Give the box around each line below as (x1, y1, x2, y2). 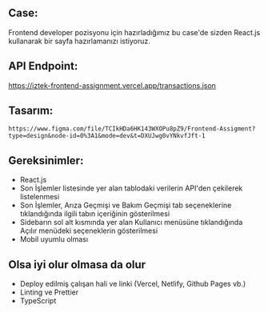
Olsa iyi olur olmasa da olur (8, 258, 146, 271)
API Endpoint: (8, 59, 78, 73)
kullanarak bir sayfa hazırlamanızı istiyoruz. (8, 36, 150, 46)
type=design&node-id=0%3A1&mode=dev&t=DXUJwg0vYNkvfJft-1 (8, 132, 206, 140)
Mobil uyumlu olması (19, 235, 89, 244)
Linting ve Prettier (19, 287, 78, 297)
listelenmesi (19, 192, 60, 202)
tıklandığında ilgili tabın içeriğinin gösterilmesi (19, 209, 170, 219)
